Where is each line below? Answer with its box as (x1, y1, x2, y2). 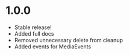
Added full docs (14, 30, 54, 37)
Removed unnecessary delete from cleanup (14, 36, 123, 44)
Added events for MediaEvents (14, 43, 92, 50)
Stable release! (14, 24, 52, 31)
